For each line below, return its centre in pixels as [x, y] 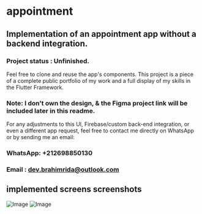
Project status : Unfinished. [48, 61]
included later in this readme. [51, 110]
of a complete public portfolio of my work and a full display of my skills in [99, 80]
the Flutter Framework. [35, 87]
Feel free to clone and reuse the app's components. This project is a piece [100, 74]
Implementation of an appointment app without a [102, 34]
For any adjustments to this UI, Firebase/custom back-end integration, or [98, 124]
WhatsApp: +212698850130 [50, 153]
